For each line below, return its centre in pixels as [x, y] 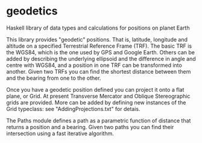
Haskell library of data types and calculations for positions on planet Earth [98, 28]
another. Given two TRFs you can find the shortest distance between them [99, 71]
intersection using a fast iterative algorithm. [60, 133]
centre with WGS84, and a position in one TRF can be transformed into [94, 65]
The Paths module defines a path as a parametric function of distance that [99, 120]
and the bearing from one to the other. [54, 78]
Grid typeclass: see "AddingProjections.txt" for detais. [73, 109]
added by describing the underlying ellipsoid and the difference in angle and [101, 59]
